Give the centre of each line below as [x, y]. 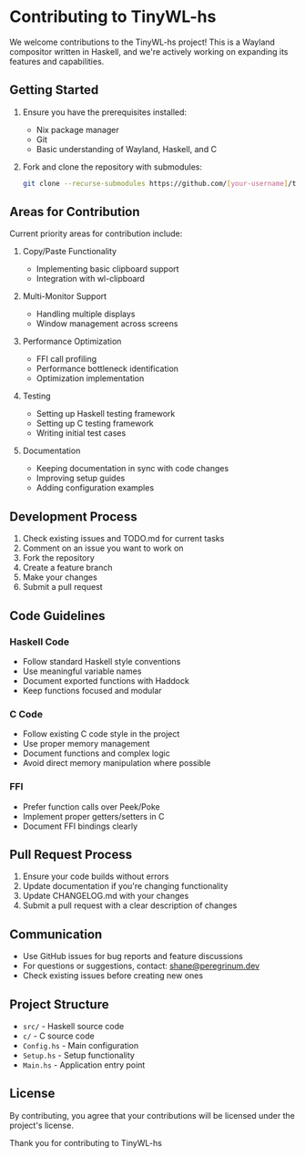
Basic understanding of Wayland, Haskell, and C [126, 149]
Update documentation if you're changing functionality [125, 886]
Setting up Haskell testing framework [106, 414]
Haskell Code [40, 642]
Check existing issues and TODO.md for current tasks [123, 539]
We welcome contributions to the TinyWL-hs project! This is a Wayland [142, 42]
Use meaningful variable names [82, 671]
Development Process [74, 517]
